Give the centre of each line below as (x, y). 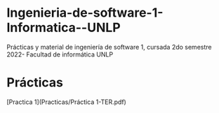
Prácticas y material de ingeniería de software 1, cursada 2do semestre (109, 47)
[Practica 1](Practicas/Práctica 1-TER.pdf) (67, 102)
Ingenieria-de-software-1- (85, 13)
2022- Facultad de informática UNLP (60, 54)
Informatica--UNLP (64, 28)
